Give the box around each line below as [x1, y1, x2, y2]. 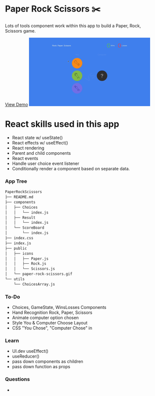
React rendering [12, 145, 45, 151]
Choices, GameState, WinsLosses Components [12, 305, 107, 310]
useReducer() [12, 353, 40, 360]
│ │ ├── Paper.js [5, 256, 49, 261]
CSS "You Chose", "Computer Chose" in [12, 325, 93, 331]
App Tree [5, 178, 28, 184]
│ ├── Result [5, 215, 36, 220]
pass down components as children [12, 359, 83, 364]
